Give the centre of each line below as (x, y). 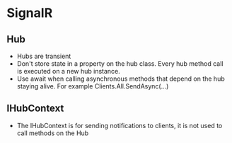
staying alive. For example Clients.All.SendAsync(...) (93, 86)
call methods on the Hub (53, 133)
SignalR (30, 13)
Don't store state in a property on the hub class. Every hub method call (120, 64)
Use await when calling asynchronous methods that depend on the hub (121, 79)
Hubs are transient (44, 56)
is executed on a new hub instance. (69, 71)
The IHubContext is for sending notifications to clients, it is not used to (120, 125)
